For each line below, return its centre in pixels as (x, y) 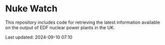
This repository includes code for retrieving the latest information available (83, 22)
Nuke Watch (32, 9)
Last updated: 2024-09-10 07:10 (39, 37)
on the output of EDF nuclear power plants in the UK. (60, 27)
